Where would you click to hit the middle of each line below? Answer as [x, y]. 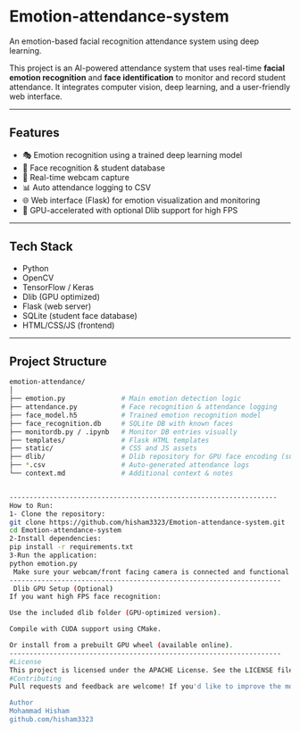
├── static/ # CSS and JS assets [104, 448]
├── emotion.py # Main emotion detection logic [125, 399]
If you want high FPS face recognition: [86, 597]
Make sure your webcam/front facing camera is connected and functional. [153, 572]
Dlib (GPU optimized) [61, 296]
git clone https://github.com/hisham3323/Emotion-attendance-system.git [147, 522]
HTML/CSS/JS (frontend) [68, 325]
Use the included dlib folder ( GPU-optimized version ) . [115, 613]
